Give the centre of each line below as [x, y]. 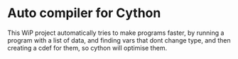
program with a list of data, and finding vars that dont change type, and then [119, 40]
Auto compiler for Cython [84, 13]
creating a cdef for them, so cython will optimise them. [87, 48]
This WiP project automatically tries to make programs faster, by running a [116, 33]
